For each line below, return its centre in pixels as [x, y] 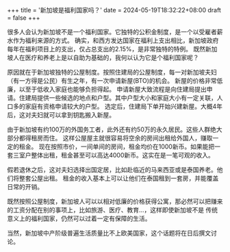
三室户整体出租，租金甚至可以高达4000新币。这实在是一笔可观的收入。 [113, 155]
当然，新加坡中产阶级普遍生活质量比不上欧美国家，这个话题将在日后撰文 [109, 233]
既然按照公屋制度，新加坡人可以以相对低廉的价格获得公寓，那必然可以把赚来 [115, 201]
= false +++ [24, 18]
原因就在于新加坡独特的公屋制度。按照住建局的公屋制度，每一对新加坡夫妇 [112, 72]
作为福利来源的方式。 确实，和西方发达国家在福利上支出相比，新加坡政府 [116, 40]
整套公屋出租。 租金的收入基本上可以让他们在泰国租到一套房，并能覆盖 [119, 178]
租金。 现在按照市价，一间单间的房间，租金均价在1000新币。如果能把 [117, 147]
